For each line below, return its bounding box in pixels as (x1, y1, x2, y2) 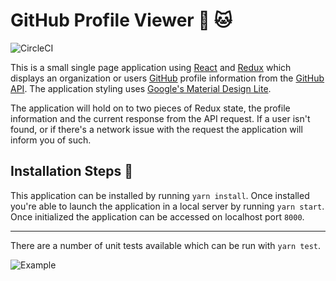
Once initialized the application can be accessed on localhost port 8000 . (10, 210, 305, 223)
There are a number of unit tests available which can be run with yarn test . (10, 239, 322, 251)
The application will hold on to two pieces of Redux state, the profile (10, 102, 291, 114)
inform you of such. (10, 134, 92, 146)
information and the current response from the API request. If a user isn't (10, 112, 311, 124)
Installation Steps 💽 (10, 163, 134, 180)
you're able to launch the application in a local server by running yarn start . (10, 200, 325, 212)
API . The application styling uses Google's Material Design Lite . (10, 82, 272, 94)
